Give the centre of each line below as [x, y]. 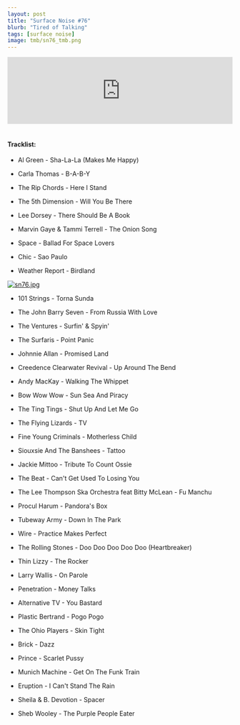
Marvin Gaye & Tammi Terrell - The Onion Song [87, 229]
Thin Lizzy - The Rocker [53, 561]
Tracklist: [22, 144]
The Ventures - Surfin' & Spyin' [64, 326]
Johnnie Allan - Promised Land [63, 354]
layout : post [27, 14]
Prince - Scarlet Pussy [51, 659]
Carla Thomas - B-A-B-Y [54, 174]
